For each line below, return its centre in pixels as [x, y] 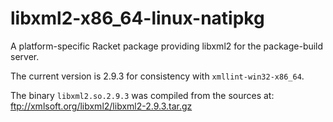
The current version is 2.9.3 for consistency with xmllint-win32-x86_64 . [157, 76]
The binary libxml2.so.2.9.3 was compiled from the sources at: [142, 95]
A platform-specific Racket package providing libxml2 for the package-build [167, 46]
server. [25, 56]
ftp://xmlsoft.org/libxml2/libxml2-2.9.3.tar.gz [101, 106]
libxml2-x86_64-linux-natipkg [137, 18]
